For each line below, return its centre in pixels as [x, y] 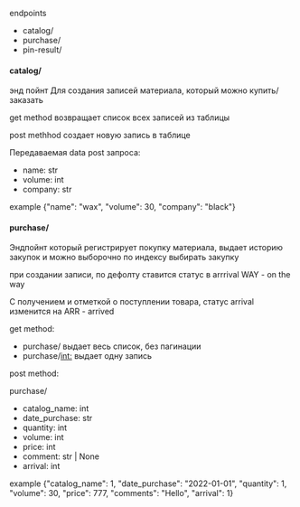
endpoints [28, 13]
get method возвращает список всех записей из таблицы [120, 117]
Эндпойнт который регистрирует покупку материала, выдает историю [146, 248]
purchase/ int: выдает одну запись [87, 356]
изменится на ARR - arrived [62, 312]
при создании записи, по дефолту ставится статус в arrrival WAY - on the [150, 275]
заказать [26, 100]
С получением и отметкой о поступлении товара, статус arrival [132, 302]
